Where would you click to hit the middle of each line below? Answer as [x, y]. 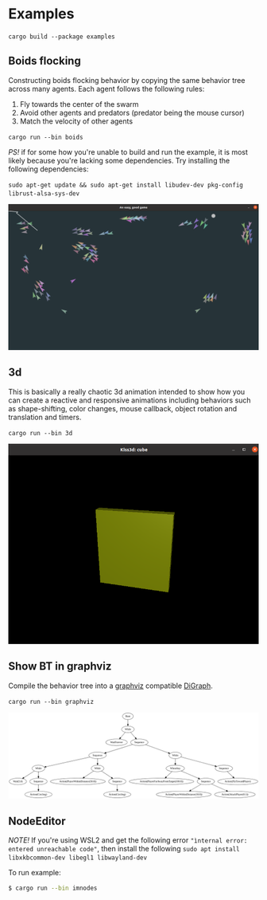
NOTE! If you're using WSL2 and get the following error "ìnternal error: [128, 840]
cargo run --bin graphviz [51, 702]
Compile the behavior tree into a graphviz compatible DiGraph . [110, 686]
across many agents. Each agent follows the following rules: [106, 88]
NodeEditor [37, 821]
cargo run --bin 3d [41, 433]
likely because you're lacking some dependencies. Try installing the [119, 160]
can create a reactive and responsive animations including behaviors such [130, 400]
